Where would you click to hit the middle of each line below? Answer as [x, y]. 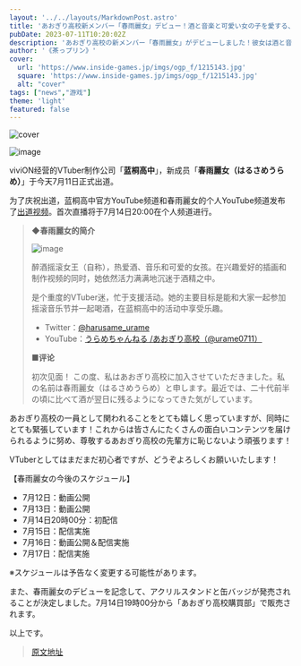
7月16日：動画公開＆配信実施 [76, 542]
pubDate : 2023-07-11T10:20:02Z [68, 34]
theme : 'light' [38, 101]
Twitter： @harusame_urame [97, 328]
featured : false [39, 109]
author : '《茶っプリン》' [53, 51]
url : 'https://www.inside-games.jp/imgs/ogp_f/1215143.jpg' [132, 68]
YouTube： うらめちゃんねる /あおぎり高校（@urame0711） [153, 339]
